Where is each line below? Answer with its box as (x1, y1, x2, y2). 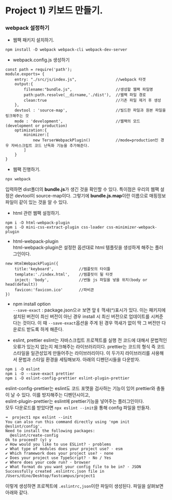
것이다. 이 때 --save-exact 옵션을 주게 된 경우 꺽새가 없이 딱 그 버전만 (22, 320, 161, 326)
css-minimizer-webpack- (106, 225, 158, 230)
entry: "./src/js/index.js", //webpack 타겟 (14, 77, 146, 82)
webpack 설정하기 (5, 24, 50, 31)
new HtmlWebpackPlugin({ (5, 261, 59, 266)
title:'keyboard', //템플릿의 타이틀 (14, 267, 111, 272)
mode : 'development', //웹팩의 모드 (14, 119, 140, 124)
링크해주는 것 (5, 114, 29, 119)
